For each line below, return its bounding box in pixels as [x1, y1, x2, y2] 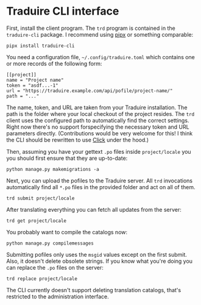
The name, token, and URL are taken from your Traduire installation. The [6, 104, 188, 111]
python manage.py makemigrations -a [6, 166, 99, 172]
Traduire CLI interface [6, 4, 119, 18]
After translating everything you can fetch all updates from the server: [6, 206, 182, 213]
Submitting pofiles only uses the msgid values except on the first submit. [6, 251, 188, 258]
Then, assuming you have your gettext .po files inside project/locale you [6, 148, 191, 155]
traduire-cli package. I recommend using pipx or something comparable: [6, 30, 194, 38]
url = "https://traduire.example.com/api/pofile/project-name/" [6, 87, 173, 94]
